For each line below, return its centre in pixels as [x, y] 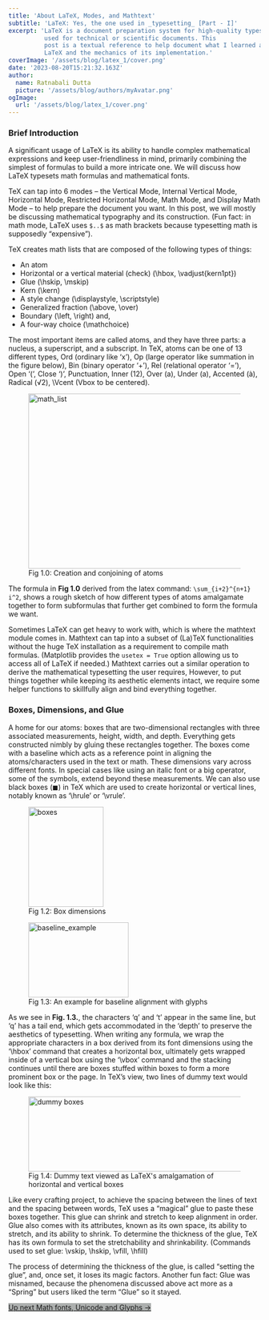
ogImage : [23, 98]
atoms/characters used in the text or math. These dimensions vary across [130, 761]
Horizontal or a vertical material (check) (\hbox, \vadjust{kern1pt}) [128, 274]
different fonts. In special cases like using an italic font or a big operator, [127, 770]
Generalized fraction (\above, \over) [79, 307]
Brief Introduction [43, 133]
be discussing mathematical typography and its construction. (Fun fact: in [130, 217]
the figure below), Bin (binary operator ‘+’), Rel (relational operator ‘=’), [125, 366]
